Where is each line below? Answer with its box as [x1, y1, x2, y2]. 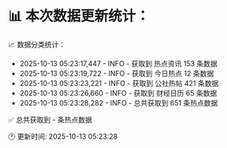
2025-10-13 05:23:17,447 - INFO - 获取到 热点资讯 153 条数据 [19, 58, 218, 68]
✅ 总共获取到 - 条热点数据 [8, 115, 93, 124]
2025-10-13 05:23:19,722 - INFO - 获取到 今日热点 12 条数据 [19, 68, 214, 78]
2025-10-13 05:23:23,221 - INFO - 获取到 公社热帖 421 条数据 [19, 78, 219, 87]
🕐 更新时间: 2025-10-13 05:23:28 [8, 131, 118, 141]
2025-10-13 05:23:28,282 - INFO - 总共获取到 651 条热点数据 [19, 98, 218, 107]
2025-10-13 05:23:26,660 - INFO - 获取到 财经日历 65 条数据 [19, 88, 218, 98]
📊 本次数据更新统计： [8, 7, 150, 25]
